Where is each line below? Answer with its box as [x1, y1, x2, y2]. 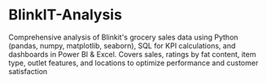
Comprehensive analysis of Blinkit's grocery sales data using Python [8, 32, 239, 42]
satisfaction [8, 66, 48, 76]
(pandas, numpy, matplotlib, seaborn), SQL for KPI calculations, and [8, 40, 236, 50]
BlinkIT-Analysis [8, 6, 122, 24]
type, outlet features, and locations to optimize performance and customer [8, 58, 259, 68]
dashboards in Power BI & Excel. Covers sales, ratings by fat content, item [8, 49, 256, 59]
